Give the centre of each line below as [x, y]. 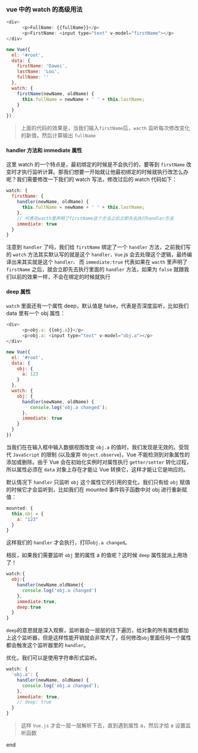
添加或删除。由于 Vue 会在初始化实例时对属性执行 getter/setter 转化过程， [99, 462]
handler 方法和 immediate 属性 [44, 150]
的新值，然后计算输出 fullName [58, 136]
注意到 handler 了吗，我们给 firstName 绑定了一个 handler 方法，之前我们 [96, 247]
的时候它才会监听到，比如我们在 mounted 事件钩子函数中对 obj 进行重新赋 [97, 489]
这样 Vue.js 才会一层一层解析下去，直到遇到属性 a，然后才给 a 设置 [103, 726]
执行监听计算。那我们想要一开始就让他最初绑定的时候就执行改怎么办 [105, 172]
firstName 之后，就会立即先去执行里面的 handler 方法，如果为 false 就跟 [95, 270]
